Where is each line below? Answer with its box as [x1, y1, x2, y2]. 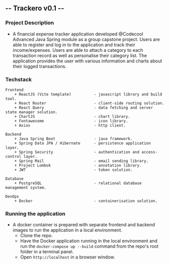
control [5, 154, 22, 159]
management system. [5, 185, 47, 190]
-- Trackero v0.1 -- [5, 4, 64, 13]
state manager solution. [5, 109, 58, 115]
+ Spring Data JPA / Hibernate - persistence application [14, 141, 151, 146]
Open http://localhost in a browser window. [20, 254, 115, 260]
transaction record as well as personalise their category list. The [12, 52, 147, 58]
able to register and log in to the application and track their [12, 42, 136, 48]
